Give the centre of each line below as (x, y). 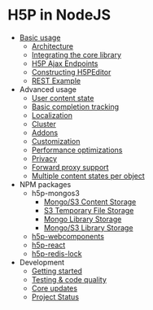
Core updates (55, 288)
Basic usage (40, 37)
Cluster (44, 124)
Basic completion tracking (75, 107)
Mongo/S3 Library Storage (88, 227)
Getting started (57, 271)
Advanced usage (48, 89)
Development (42, 262)
